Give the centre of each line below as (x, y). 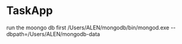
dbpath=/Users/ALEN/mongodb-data (53, 34)
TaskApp (30, 11)
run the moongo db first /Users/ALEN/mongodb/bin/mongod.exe (88, 28)
